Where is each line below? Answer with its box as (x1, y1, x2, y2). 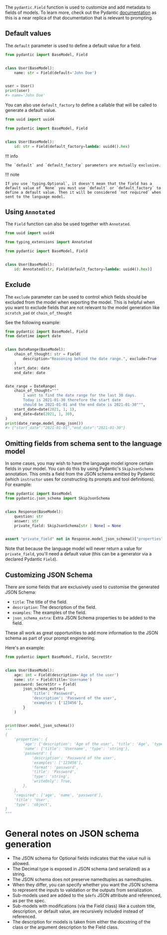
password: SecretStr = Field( (14, 682, 77, 687)
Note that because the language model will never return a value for (5, 545, 142, 551)
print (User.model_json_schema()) (5, 723, 75, 728)
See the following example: (5, 319, 61, 325)
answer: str (14, 518, 39, 523)
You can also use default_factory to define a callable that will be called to (5, 102, 158, 108)
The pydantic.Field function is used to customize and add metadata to (5, 4, 151, 10)
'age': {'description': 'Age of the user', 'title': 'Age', (23, 742, 150, 747)
